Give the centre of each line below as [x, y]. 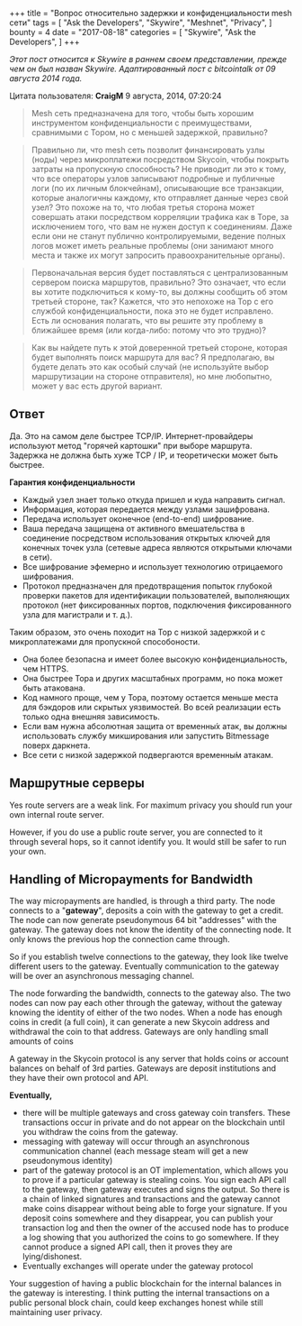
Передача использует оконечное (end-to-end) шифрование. [138, 518]
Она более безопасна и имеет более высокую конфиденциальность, [155, 659]
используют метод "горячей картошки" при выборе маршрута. [131, 445]
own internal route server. [57, 814]
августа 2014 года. [46, 78]
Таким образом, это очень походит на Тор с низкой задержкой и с [138, 632]
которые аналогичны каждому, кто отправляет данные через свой [160, 198]
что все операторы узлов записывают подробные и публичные [153, 178]
